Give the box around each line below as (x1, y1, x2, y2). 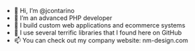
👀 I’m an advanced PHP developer (13, 14, 113, 22)
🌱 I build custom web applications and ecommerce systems (13, 21, 186, 29)
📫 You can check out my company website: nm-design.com (13, 37, 189, 44)
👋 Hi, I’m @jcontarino (13, 7, 75, 14)
